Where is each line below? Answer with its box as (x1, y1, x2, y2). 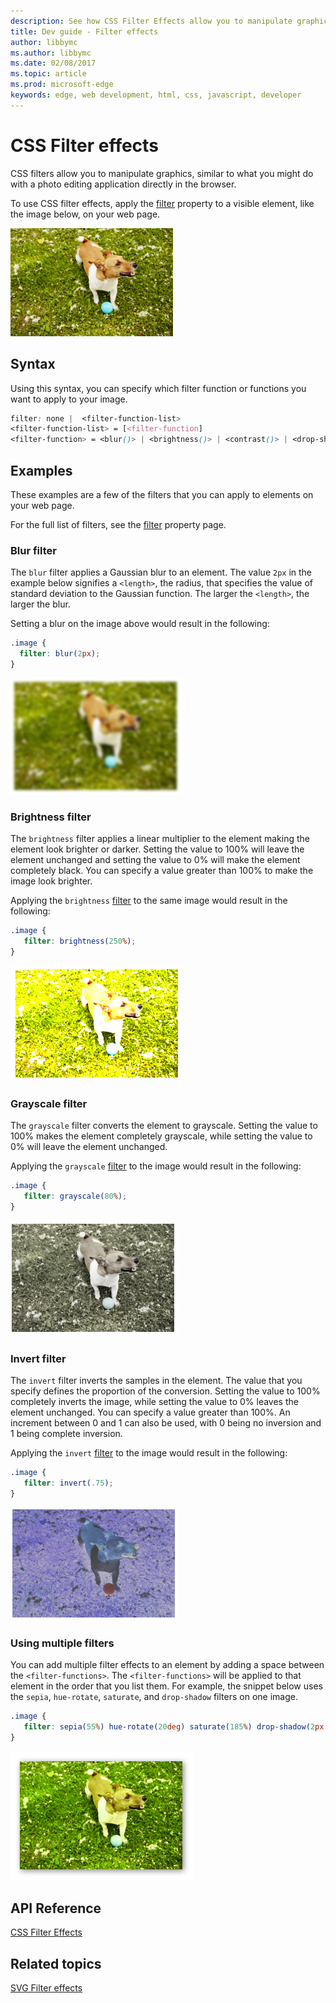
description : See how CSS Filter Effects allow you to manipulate (10, 16, 293, 26)
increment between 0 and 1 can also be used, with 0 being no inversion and (10, 1417, 322, 1429)
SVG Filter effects (10, 1982, 83, 1994)
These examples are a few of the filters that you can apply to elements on (10, 488, 314, 500)
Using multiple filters (10, 1636, 115, 1650)
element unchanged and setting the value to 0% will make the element (10, 854, 301, 866)
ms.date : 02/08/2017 (10, 58, 97, 69)
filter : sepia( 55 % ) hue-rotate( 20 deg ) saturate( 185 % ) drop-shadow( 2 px (23, 1721, 325, 1732)
